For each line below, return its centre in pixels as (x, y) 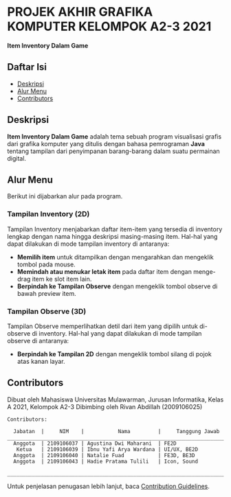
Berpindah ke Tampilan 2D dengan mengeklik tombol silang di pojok (114, 354)
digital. (16, 158)
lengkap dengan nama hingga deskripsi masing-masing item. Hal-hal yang (112, 236)
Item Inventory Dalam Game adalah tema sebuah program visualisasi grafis (114, 136)
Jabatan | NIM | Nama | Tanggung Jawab (117, 431)
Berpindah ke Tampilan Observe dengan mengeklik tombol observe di (117, 286)
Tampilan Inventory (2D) (48, 214)
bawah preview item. (47, 293)
